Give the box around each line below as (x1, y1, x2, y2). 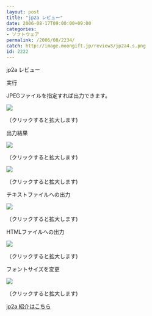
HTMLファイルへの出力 (6, 228, 65, 235)
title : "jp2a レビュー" (6, 15, 63, 21)
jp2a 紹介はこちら (6, 303, 51, 310)
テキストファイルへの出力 (6, 191, 71, 198)
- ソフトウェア (6, 32, 40, 38)
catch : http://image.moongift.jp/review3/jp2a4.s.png (6, 43, 147, 49)
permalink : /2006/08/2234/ (6, 37, 75, 43)
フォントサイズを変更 (6, 265, 60, 273)
